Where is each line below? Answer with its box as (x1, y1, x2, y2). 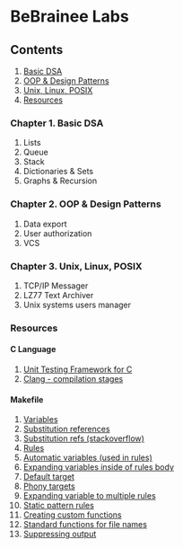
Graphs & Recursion (22, 175, 98, 186)
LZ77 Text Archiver (22, 289, 94, 300)
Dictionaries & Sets (22, 166, 94, 177)
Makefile (10, 393, 44, 405)
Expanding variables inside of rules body (22, 462, 174, 473)
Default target (22, 472, 75, 482)
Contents (10, 42, 64, 57)
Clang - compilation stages (22, 374, 124, 384)
